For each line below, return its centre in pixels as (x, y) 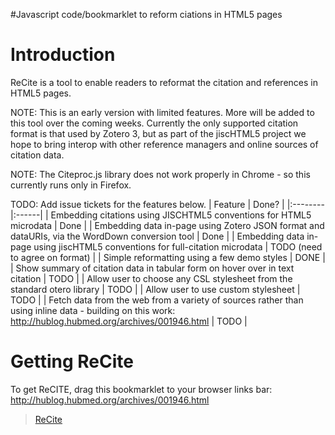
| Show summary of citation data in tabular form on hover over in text (152, 268)
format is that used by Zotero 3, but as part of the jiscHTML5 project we (158, 133)
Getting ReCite (72, 361)
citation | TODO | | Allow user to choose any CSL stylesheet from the (151, 278)
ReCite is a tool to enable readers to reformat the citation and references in (164, 82)
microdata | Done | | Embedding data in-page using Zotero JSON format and (167, 225)
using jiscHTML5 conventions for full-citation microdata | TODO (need (178, 246)
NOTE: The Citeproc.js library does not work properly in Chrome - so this (160, 174)
